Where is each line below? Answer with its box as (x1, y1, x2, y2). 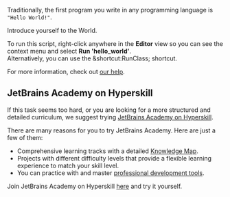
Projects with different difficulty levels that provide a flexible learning (16, 154, 211, 162)
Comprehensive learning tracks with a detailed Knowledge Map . (16, 147, 199, 155)
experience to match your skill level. (16, 161, 119, 170)
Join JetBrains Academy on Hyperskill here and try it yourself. (7, 182, 183, 190)
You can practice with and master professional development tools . (16, 168, 205, 177)
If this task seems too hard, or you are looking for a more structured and (7, 106, 211, 114)
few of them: (7, 133, 43, 141)
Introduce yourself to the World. (7, 27, 97, 34)
